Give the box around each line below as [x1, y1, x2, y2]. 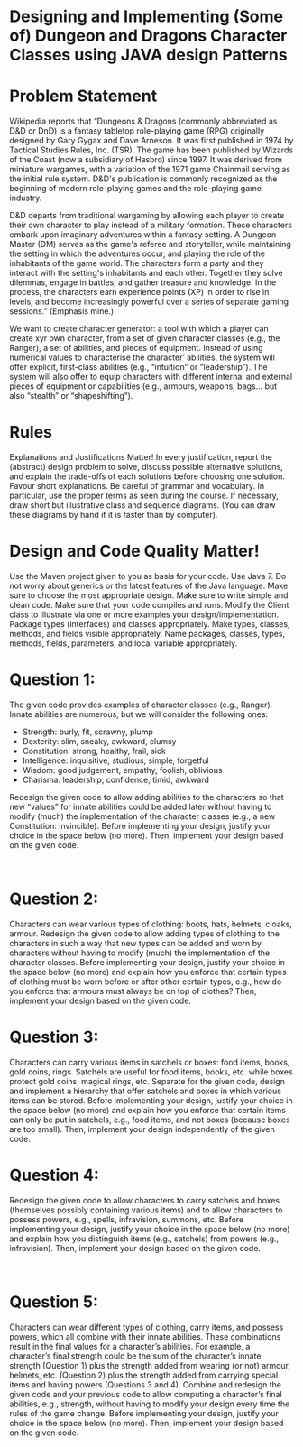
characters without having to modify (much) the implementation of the [9, 947, 271, 958]
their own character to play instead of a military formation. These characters [9, 219, 293, 231]
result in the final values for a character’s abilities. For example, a [9, 1341, 251, 1351]
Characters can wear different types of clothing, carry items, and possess [9, 1322, 284, 1332]
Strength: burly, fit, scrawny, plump [22, 726, 153, 737]
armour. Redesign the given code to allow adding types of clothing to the [9, 927, 280, 939]
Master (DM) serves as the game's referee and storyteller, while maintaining [9, 239, 291, 250]
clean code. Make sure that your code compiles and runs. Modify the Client [9, 600, 289, 610]
